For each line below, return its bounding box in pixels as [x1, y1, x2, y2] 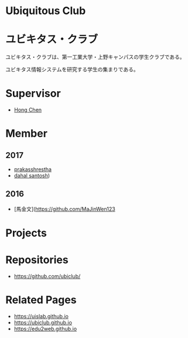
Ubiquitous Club [5, 4, 86, 18]
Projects [5, 226, 47, 240]
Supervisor [5, 87, 61, 101]
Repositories [5, 253, 69, 267]
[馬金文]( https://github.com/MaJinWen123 [13, 205, 115, 212]
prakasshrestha [13, 166, 52, 173]
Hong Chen [13, 106, 42, 113]
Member [5, 127, 48, 140]
